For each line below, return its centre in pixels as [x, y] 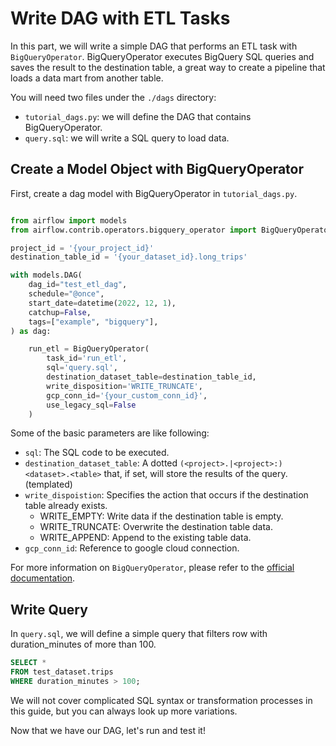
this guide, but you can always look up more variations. [124, 711]
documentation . [43, 578]
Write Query [49, 609]
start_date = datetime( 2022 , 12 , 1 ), [102, 303]
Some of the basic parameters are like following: [110, 433]
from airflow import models [69, 220]
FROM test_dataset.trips [62, 672]
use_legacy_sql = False [91, 405]
